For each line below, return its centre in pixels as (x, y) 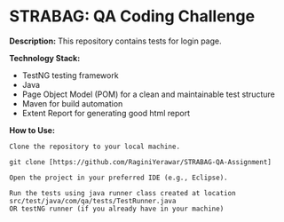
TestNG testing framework (70, 75)
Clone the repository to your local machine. (95, 147)
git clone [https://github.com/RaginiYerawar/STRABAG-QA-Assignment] (141, 162)
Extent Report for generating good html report (106, 113)
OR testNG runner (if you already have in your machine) (117, 209)
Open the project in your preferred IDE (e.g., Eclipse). (118, 178)
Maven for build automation (72, 103)
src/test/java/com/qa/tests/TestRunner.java (93, 201)
